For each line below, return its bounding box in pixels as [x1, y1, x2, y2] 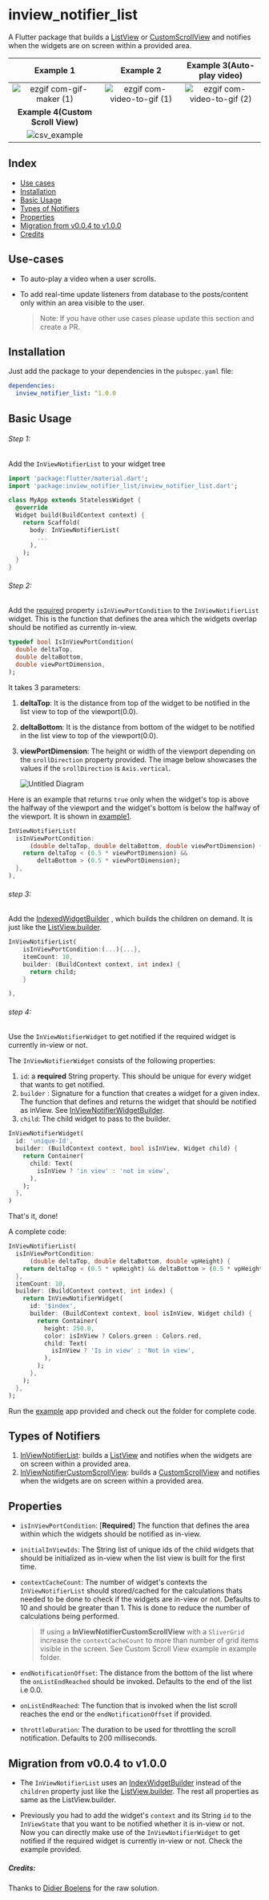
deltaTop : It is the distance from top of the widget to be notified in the [19, 698, 251, 708]
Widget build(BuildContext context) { [15, 511, 146, 519]
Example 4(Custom [17, 106, 92, 117]
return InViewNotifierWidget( [22, 1294, 124, 1303]
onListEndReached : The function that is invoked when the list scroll [19, 1701, 238, 1711]
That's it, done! [8, 1212, 58, 1221]
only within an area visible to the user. [19, 298, 146, 307]
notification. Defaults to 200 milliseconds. [19, 1733, 158, 1743]
